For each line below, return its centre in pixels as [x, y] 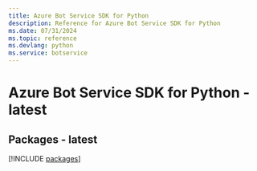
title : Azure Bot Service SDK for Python [79, 16]
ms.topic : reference [43, 38]
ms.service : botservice [48, 53]
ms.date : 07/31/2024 [43, 31]
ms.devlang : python [41, 46]
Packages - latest [53, 139]
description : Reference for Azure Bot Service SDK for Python [114, 23]
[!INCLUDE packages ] [45, 159]
